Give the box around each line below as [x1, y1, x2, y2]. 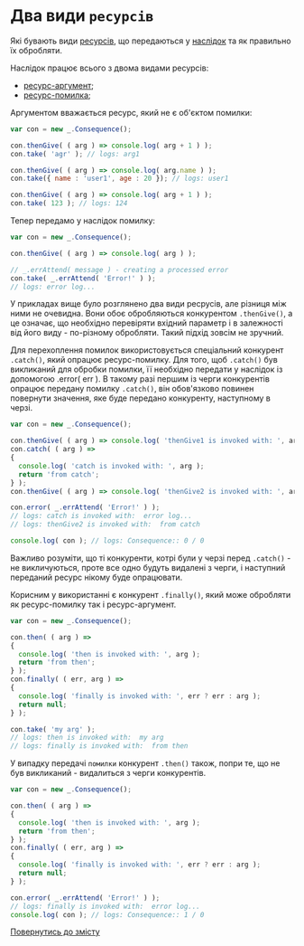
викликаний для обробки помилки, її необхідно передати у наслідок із [10, 364, 283, 375]
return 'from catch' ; [18, 469, 100, 479]
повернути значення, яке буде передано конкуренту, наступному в [10, 393, 272, 403]
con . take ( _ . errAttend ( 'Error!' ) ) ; [10, 273, 156, 283]
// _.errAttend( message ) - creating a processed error [10, 265, 229, 274]
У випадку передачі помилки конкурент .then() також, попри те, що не [10, 758, 281, 769]
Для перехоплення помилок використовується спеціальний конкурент [10, 345, 284, 355]
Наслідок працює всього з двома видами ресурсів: [10, 62, 209, 73]
